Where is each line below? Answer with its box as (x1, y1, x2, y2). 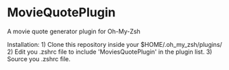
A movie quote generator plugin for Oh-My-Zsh (7, 27, 141, 35)
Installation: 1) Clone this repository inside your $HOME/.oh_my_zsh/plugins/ (7, 40, 223, 48)
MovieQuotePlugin (7, 5, 116, 20)
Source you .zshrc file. (7, 54, 71, 63)
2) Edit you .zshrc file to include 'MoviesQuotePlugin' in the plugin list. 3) (7, 48, 213, 56)
